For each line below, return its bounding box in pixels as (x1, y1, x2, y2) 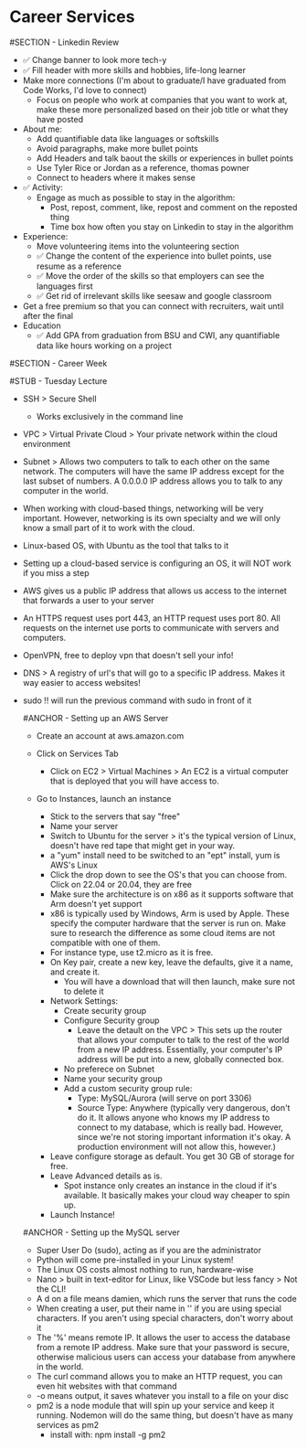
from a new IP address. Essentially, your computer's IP (77, 1044, 283, 1055)
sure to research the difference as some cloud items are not (49, 927, 276, 938)
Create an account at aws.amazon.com (36, 730, 185, 741)
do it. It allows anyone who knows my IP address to (77, 1112, 270, 1123)
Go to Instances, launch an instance (36, 793, 172, 804)
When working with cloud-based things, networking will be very (22, 503, 264, 514)
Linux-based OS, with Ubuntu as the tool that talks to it (22, 539, 229, 550)
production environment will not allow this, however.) (77, 1141, 277, 1152)
